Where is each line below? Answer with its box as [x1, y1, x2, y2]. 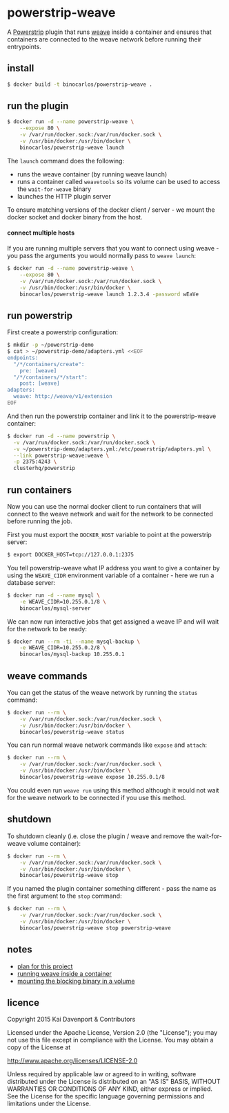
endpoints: [7, 354, 39, 361]
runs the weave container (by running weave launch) [17, 170, 168, 178]
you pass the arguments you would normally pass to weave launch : [7, 251, 197, 260]
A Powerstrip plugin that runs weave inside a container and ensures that [7, 28, 212, 36]
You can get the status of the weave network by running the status [7, 688, 198, 696]
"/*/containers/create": [13, 361, 85, 368]
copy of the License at [7, 1043, 71, 1051]
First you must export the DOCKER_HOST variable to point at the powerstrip [7, 531, 212, 539]
